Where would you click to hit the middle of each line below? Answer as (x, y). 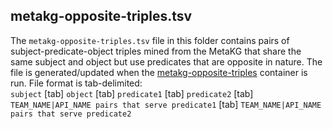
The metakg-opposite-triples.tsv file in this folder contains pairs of (150, 40)
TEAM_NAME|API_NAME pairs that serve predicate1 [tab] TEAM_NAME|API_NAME (166, 104)
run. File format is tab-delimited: (76, 83)
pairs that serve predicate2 (71, 114)
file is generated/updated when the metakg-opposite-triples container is (159, 72)
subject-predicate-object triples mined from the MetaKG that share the (156, 51)
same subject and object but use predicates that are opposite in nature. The (166, 61)
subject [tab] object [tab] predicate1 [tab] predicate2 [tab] (132, 93)
